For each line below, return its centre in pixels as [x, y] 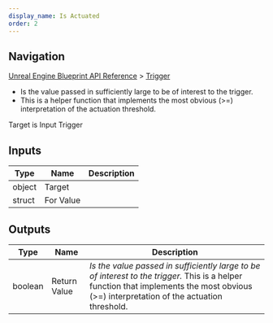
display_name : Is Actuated [54, 16]
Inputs [25, 150]
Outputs [30, 229]
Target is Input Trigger [45, 125]
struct [24, 200]
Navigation [37, 57]
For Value [63, 200]
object [24, 187]
